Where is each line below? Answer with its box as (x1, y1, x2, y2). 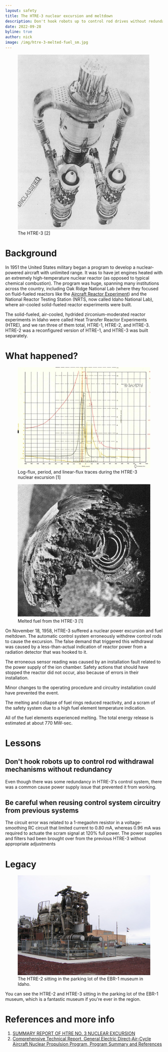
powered (5, 269, 23, 276)
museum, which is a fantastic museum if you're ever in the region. (5, 996, 141, 1002)
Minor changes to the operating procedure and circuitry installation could (5, 684, 156, 690)
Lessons (5, 737, 41, 749)
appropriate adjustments (5, 841, 56, 847)
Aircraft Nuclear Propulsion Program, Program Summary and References (12, 1041, 162, 1047)
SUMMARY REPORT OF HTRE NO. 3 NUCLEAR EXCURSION (12, 1030, 135, 1036)
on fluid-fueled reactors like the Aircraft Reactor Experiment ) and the (5, 291, 147, 297)
